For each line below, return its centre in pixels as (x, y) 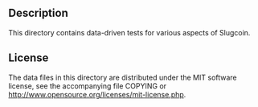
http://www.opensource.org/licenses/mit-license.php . (97, 94)
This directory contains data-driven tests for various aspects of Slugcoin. (129, 32)
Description (38, 13)
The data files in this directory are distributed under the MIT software (123, 77)
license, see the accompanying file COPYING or (88, 86)
